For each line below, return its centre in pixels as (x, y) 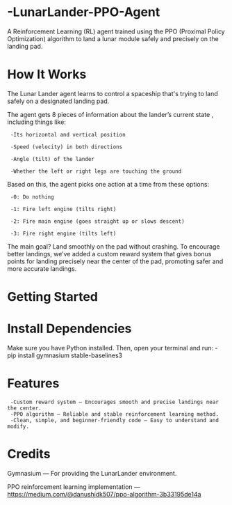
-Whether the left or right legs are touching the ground (96, 171)
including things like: (36, 122)
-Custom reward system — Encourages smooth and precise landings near (114, 402)
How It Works (47, 75)
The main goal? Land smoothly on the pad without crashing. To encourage (114, 246)
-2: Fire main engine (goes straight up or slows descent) (98, 221)
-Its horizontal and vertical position (68, 134)
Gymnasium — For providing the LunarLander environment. (92, 473)
